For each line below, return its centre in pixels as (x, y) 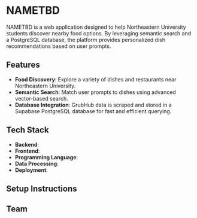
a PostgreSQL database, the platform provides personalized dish (86, 40)
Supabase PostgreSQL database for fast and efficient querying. (93, 111)
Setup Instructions (42, 188)
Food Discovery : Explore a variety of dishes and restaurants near (96, 79)
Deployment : (31, 170)
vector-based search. (42, 98)
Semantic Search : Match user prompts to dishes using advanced (96, 92)
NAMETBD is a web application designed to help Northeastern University (96, 27)
